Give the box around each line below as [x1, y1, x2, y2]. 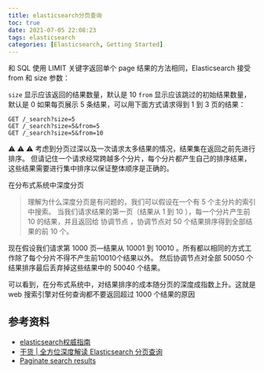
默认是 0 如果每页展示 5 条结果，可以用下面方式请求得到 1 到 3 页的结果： [8, 100, 246, 109]
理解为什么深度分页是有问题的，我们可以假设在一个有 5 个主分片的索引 [27, 198, 256, 207]
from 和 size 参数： [8, 73, 71, 83]
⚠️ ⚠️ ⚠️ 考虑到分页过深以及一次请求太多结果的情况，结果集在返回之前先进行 [8, 144, 255, 153]
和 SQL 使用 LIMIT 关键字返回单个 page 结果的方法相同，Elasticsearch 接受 [8, 64, 251, 73]
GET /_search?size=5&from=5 [8, 123, 101, 131]
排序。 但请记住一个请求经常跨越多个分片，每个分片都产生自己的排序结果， [8, 154, 251, 164]
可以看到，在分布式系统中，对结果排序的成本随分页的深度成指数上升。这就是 [8, 280, 256, 290]
